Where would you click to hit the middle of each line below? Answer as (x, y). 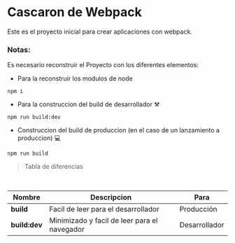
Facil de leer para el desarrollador (104, 209)
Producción (198, 209)
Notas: (19, 50)
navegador (67, 230)
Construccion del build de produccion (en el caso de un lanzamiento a (119, 130)
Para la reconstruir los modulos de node (75, 78)
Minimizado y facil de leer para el (104, 221)
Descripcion (111, 197)
